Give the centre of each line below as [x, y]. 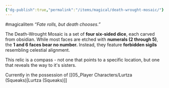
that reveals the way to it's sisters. [41, 65]
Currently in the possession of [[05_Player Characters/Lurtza [69, 75]
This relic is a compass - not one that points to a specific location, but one [82, 60]
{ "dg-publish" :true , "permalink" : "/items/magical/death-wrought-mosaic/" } [85, 10]
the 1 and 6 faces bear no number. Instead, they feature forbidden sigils [81, 45]
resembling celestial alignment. [38, 50]
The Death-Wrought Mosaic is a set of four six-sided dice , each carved [80, 34]
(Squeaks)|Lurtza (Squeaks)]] [36, 80]
